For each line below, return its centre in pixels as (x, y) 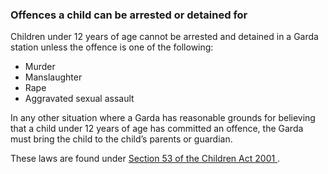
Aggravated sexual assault (79, 99)
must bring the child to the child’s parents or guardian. (121, 139)
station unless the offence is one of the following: (112, 47)
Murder (40, 67)
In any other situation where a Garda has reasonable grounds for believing (163, 118)
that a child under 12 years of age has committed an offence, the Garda (157, 129)
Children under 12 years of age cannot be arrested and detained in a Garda (164, 37)
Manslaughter (53, 77)
